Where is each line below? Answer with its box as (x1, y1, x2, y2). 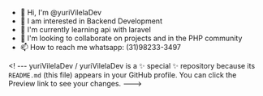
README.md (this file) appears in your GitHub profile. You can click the (8, 70, 237, 80)
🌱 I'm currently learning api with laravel (19, 25, 152, 34)
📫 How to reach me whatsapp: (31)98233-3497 (19, 43, 181, 52)
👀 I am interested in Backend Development (19, 16, 162, 26)
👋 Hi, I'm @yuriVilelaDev (19, 8, 102, 17)
